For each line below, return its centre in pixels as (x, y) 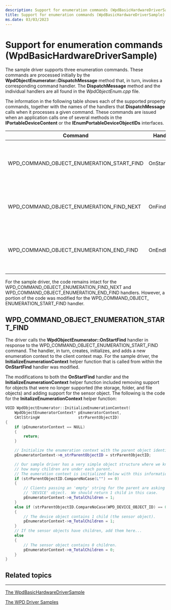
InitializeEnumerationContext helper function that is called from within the (84, 362)
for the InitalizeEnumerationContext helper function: (61, 399)
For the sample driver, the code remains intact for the (61, 282)
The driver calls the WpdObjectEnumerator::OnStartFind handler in (77, 340)
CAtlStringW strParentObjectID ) (67, 417)
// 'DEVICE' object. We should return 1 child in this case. (91, 493)
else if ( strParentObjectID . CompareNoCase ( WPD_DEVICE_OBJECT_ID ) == (89, 507)
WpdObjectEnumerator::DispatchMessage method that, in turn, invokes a (84, 81)
